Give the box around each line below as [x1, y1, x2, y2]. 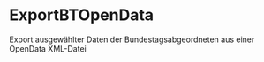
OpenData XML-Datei [9, 43, 87, 53]
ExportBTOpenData [9, 5, 155, 25]
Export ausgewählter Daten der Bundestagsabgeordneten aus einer [9, 34, 255, 45]
